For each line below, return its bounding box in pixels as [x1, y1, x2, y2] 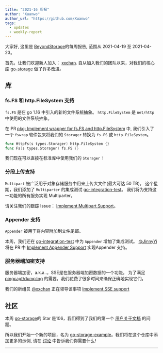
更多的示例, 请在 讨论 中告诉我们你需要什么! [9, 338, 96, 344]
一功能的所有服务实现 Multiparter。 [5, 193, 75, 198]
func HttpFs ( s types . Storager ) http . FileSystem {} [5, 141, 110, 146]
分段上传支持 [5, 168, 35, 175]
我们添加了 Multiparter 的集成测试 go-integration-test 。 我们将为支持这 [13, 186, 157, 192]
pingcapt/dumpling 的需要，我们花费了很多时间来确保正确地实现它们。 [5, 276, 147, 282]
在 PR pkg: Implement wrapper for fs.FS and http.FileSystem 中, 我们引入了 [5, 126, 154, 131]
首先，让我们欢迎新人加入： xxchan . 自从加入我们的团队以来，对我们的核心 [5, 60, 155, 65]
